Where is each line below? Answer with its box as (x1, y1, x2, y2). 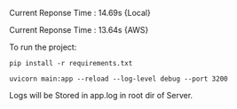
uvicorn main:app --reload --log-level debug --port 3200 (9, 74, 228, 83)
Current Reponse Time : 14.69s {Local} (9, 8, 151, 18)
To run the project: (9, 42, 77, 52)
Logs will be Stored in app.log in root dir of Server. (9, 90, 194, 100)
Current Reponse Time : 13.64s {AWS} (9, 25, 149, 35)
